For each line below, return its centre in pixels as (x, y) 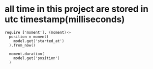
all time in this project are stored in (76, 9)
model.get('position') (37, 58)
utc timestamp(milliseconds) (65, 19)
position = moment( (29, 37)
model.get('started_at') (39, 41)
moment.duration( (27, 54)
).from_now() (22, 45)
